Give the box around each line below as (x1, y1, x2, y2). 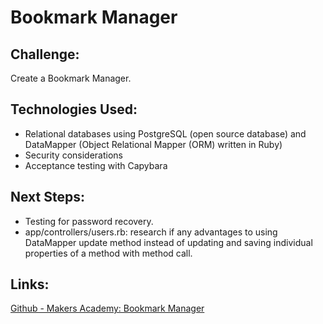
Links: (10, 276, 50, 293)
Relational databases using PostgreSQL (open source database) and (24, 127, 307, 140)
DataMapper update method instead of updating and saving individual (24, 236, 313, 248)
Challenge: (10, 46, 80, 63)
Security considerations (24, 149, 124, 161)
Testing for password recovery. (24, 215, 154, 227)
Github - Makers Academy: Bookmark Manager (10, 302, 205, 315)
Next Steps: (10, 189, 85, 206)
